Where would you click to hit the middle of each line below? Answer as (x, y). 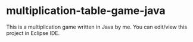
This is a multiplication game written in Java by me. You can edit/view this (97, 27)
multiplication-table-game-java (86, 11)
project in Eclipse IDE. (33, 33)
